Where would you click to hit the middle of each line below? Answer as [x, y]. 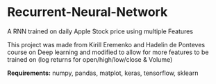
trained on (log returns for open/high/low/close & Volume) [90, 59]
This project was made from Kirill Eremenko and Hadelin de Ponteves [106, 44]
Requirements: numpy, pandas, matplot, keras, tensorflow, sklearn [103, 73]
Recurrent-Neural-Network [88, 12]
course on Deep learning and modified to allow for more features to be [108, 52]
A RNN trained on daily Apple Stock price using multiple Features [100, 31]
